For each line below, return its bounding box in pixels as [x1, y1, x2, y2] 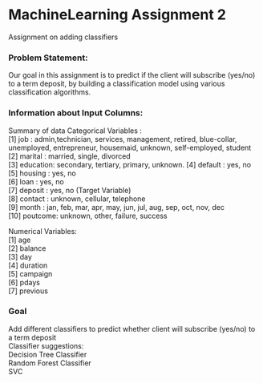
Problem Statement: [8, 52, 88, 63]
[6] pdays [8, 277, 40, 287]
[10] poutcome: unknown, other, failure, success [8, 211, 168, 220]
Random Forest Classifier [8, 358, 92, 368]
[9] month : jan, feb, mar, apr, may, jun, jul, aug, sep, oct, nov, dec [8, 202, 225, 212]
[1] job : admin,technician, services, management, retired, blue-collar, [8, 134, 237, 143]
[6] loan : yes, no [8, 176, 64, 186]
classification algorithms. [8, 87, 91, 97]
